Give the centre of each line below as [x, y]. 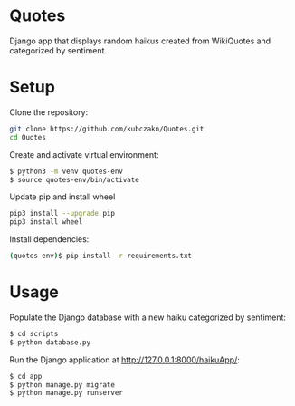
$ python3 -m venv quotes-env [67, 171]
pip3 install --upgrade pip [62, 214]
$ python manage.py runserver [67, 393]
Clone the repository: [49, 112]
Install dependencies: [49, 239]
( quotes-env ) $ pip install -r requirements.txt [101, 256]
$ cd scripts [34, 333]
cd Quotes [28, 137]
